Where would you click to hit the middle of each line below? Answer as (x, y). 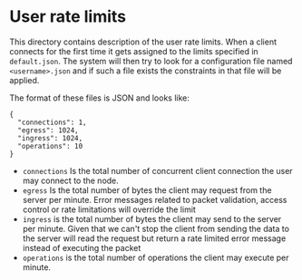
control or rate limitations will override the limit (109, 209)
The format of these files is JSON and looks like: (100, 98)
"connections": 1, (53, 122)
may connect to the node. (71, 180)
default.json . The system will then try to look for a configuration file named (151, 61)
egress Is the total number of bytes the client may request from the (147, 190)
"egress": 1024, (48, 130)
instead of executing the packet (82, 247)
